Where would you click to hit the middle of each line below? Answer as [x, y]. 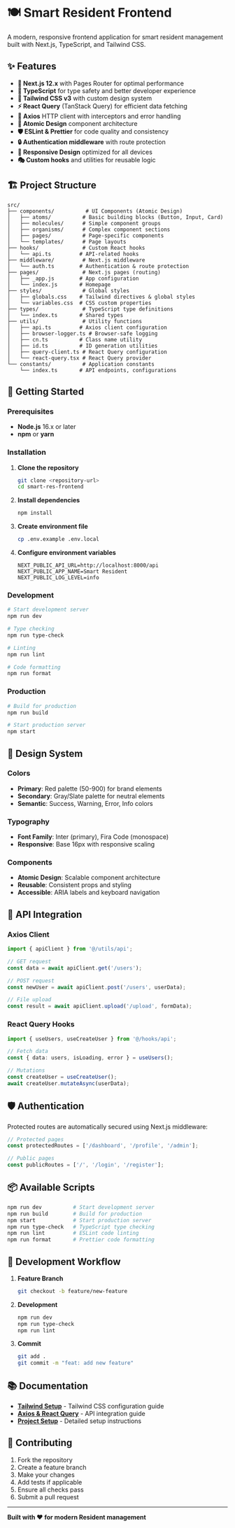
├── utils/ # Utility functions [74, 321]
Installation [27, 453]
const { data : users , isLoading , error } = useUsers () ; [90, 1058]
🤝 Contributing [40, 1443]
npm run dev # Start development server [81, 1207]
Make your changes [46, 1474]
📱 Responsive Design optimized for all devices [85, 152]
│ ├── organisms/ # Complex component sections [89, 229]
